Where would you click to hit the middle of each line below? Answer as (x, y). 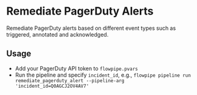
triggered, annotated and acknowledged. (57, 34)
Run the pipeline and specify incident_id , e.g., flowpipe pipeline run (103, 75)
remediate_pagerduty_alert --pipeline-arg (70, 80)
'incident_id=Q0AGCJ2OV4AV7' (52, 86)
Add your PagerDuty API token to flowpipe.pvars (76, 68)
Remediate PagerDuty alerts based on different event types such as (91, 28)
